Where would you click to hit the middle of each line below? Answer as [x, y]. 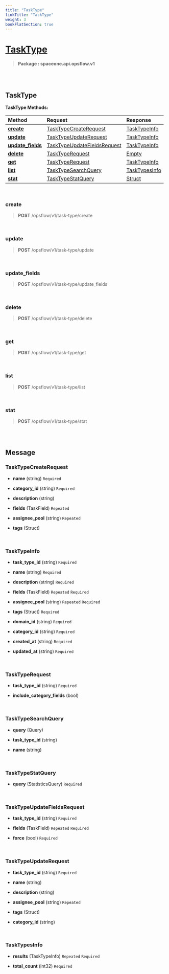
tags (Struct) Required [36, 612]
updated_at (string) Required [43, 651]
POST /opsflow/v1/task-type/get [52, 353]
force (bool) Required [35, 838]
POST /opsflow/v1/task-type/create [55, 216]
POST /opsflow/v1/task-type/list [51, 387]
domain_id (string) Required [42, 622]
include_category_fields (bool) [46, 695]
